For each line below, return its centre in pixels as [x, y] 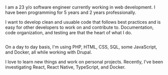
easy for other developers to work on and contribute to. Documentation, [79, 27]
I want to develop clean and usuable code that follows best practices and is [83, 22]
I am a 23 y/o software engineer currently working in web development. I [80, 7]
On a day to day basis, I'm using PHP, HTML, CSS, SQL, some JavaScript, [81, 47]
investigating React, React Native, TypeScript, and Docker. [65, 67]
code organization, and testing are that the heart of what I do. [69, 33]
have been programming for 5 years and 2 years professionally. [71, 12]
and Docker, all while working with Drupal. [49, 52]
